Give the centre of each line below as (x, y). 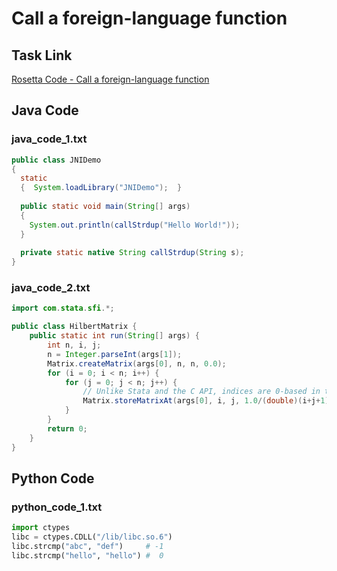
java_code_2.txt (51, 288)
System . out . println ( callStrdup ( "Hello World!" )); (135, 225)
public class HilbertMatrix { (74, 327)
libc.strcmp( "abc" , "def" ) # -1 (87, 547)
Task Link (42, 55)
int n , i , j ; (74, 345)
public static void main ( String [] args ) (105, 207)
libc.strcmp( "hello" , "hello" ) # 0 (87, 555)
